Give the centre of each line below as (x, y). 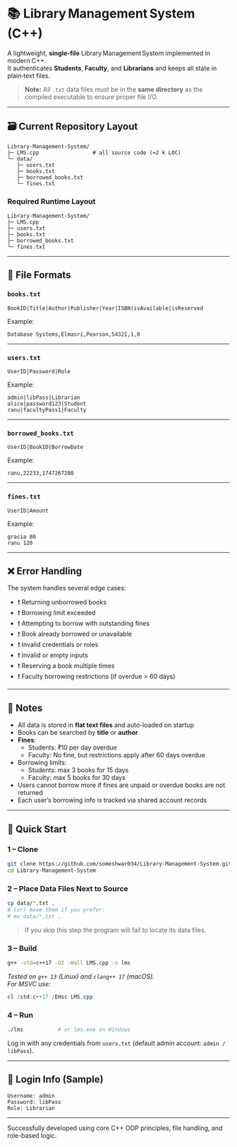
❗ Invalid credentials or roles (58, 645)
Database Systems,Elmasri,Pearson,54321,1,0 (74, 334)
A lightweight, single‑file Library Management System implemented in (109, 53)
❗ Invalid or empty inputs (53, 656)
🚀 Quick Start (37, 829)
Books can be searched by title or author (78, 733)
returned (30, 793)
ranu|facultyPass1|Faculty (47, 410)
